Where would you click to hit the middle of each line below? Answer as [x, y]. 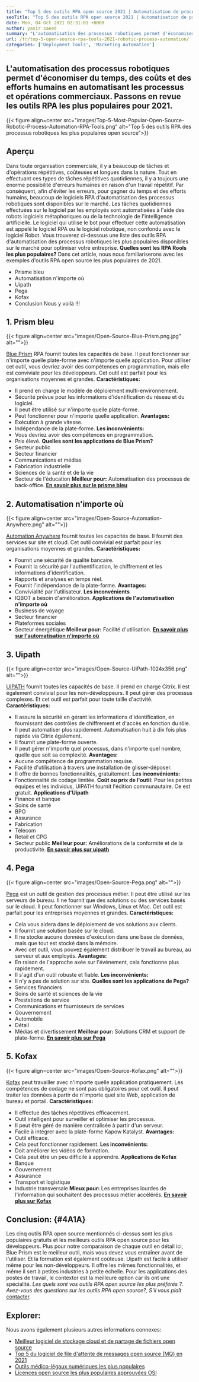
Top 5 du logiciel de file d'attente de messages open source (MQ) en [98, 1354]
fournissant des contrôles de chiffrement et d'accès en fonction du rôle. [102, 723]
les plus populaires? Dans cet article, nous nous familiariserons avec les [95, 254]
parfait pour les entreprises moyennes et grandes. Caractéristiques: [90, 913]
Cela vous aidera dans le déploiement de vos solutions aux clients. [96, 924]
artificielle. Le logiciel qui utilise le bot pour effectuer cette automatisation [96, 223]
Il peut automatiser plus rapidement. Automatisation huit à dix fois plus [100, 729]
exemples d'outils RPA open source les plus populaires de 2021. [84, 260]
